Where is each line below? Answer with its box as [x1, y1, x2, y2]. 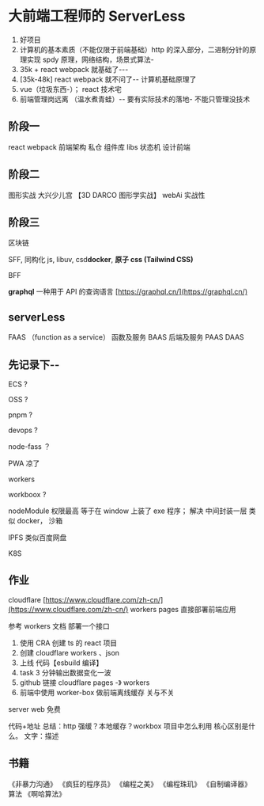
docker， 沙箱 [17, 516, 63, 525]
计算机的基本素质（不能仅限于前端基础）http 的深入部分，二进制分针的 [19, 44, 250, 54]
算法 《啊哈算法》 [8, 789, 66, 798]
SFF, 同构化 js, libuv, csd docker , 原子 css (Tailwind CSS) [8, 255, 194, 264]
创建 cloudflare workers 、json [19, 648, 120, 657]
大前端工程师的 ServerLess [8, 7, 186, 25]
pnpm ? [8, 410, 33, 420]
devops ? [8, 425, 38, 435]
